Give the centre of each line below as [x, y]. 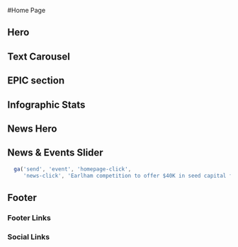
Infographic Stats [46, 104]
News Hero [32, 128]
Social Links [29, 236]
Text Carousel [39, 56]
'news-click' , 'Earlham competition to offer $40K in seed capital [125, 176]
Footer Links [29, 217]
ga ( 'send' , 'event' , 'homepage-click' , [73, 169]
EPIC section [36, 81]
